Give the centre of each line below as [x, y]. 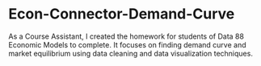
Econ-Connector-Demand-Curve [122, 14]
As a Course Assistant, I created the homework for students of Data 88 [126, 36]
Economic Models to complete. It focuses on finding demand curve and [127, 44]
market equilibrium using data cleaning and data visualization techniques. [130, 53]
